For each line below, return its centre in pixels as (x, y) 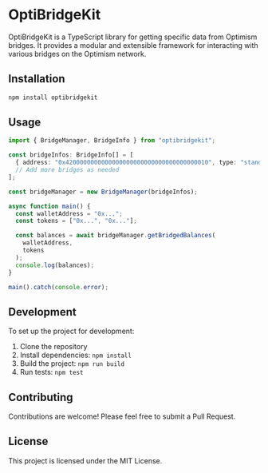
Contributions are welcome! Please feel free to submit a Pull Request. (122, 416)
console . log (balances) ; (55, 265)
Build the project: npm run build (72, 364)
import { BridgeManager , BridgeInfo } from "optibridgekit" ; (112, 141)
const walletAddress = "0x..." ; (69, 213)
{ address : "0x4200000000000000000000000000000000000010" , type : (126, 163)
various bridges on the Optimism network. (77, 54)
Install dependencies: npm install (75, 355)
